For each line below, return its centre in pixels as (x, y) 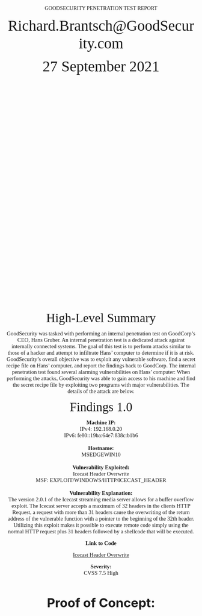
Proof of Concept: (101, 603)
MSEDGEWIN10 (101, 455)
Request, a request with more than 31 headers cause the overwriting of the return (101, 512)
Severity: (101, 567)
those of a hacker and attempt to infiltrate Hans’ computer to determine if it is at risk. (101, 353)
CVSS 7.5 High (101, 573)
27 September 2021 (101, 66)
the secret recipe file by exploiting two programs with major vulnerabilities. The (101, 385)
